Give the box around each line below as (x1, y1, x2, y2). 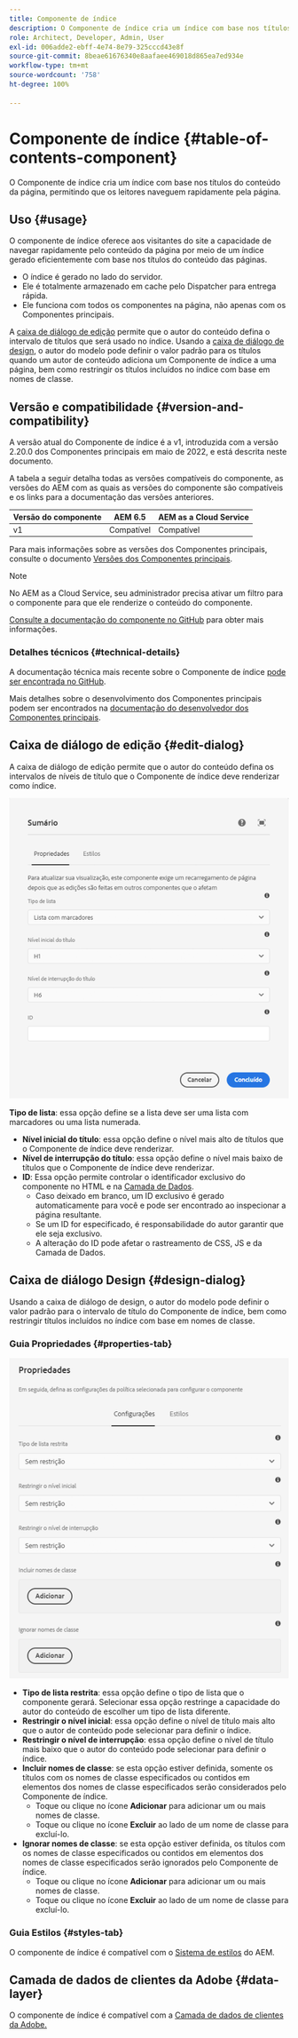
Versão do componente (12, 511, 102, 522)
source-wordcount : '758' (9, 71, 101, 80)
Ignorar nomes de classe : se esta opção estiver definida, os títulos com (21, 1838, 286, 1849)
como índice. (9, 780, 57, 790)
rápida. (21, 290, 49, 301)
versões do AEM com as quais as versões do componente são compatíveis (9, 482, 284, 493)
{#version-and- (155, 400, 244, 415)
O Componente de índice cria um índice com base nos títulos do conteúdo (9, 177, 281, 187)
